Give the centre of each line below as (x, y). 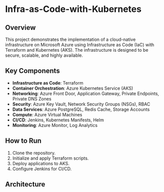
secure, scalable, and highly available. (44, 55)
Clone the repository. (34, 153)
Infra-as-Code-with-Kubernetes (73, 9)
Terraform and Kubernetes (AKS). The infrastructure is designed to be (77, 50)
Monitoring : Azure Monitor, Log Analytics (55, 125)
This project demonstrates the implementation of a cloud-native (70, 39)
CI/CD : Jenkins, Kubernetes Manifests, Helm (58, 120)
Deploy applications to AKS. (41, 163)
